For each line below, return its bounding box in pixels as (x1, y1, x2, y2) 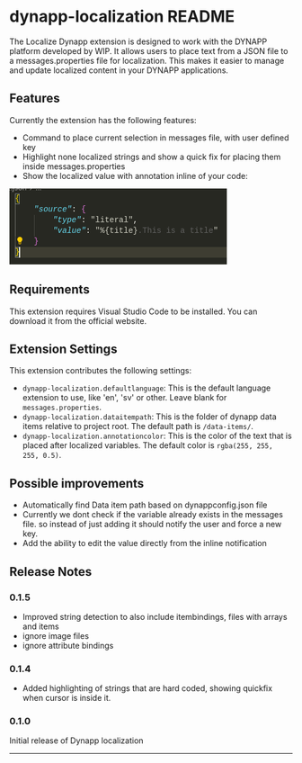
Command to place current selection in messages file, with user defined (22, 132, 289, 143)
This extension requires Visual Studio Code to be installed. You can (9, 306, 258, 317)
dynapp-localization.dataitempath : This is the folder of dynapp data (22, 411, 277, 422)
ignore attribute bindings (22, 640, 114, 651)
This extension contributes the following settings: (9, 365, 191, 376)
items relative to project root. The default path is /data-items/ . (22, 421, 254, 432)
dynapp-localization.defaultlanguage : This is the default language (22, 382, 271, 393)
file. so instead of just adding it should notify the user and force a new (22, 519, 282, 530)
